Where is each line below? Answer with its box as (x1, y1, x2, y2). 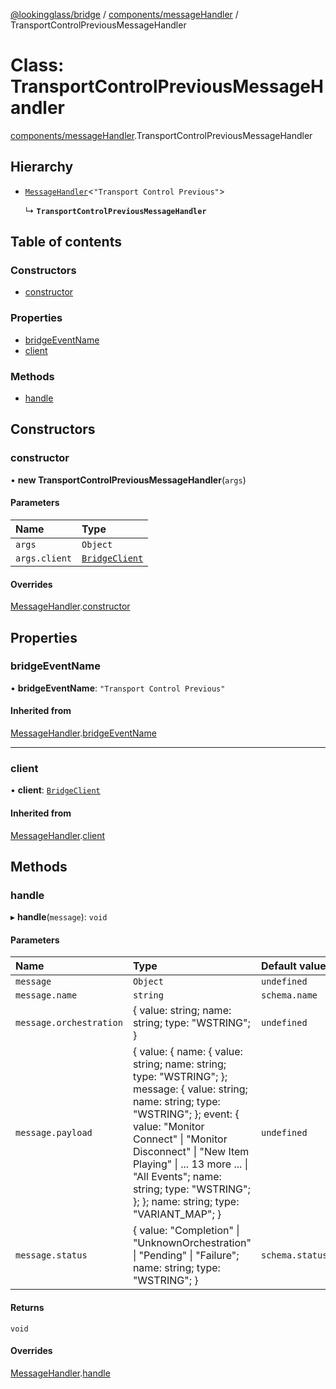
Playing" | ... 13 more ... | (132, 1157, 248, 1171)
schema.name (260, 990, 318, 1001)
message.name (15, 990, 78, 1001)
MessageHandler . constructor (10, 600, 131, 613)
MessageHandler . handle (10, 1367, 111, 1379)
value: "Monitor (132, 1120, 205, 1134)
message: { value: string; (132, 1082, 248, 1096)
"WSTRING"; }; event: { (132, 1107, 240, 1121)
